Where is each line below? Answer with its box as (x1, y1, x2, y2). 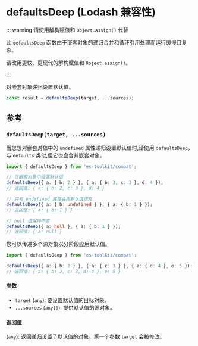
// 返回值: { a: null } (6, 229, 62, 235)
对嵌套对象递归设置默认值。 (6, 83, 74, 90)
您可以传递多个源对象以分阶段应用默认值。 (6, 241, 111, 248)
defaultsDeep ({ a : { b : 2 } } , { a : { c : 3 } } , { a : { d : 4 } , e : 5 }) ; (6, 263, 193, 269)
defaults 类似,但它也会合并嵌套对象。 (12, 151, 105, 158)
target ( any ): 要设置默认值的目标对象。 (14, 297, 110, 304)
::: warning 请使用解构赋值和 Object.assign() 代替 (6, 26, 129, 33)
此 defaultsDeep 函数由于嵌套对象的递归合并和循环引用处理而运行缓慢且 (6, 39, 182, 46)
